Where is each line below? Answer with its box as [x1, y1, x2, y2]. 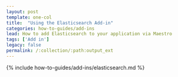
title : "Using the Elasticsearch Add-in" [6, 20, 113, 26]
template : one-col [6, 14, 52, 20]
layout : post [6, 8, 39, 15]
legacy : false [6, 42, 42, 48]
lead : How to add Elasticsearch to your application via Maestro [6, 31, 172, 37]
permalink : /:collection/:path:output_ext [6, 48, 113, 54]
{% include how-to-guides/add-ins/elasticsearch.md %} [6, 64, 145, 71]
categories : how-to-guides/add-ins [6, 25, 95, 32]
